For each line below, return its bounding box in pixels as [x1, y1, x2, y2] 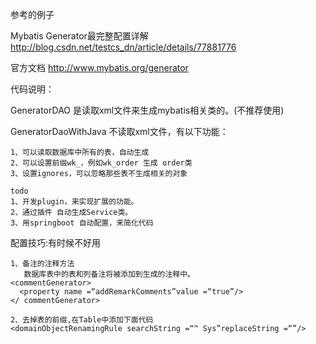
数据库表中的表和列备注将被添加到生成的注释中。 [23, 269, 195, 279]
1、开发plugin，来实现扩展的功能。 [10, 197, 139, 207]
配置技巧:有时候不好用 [10, 237, 102, 248]
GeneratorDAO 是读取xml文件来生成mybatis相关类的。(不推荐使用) [10, 104, 285, 116]
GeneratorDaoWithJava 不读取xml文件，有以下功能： [10, 126, 229, 137]
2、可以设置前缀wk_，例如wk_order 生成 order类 [10, 158, 193, 168]
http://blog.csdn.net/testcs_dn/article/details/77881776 [10, 41, 237, 53]
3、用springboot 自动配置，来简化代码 [10, 218, 154, 228]
